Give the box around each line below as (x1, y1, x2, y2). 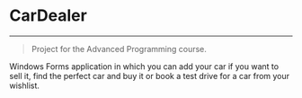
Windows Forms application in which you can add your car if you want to (9, 60, 280, 72)
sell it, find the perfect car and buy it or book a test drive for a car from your (9, 70, 290, 81)
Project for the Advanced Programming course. (31, 43, 207, 54)
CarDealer (9, 5, 87, 26)
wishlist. (9, 80, 40, 91)
